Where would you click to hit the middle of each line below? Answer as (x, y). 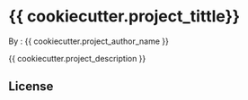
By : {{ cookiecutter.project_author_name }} (89, 41)
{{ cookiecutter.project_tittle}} (124, 17)
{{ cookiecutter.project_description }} (77, 58)
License (31, 87)
